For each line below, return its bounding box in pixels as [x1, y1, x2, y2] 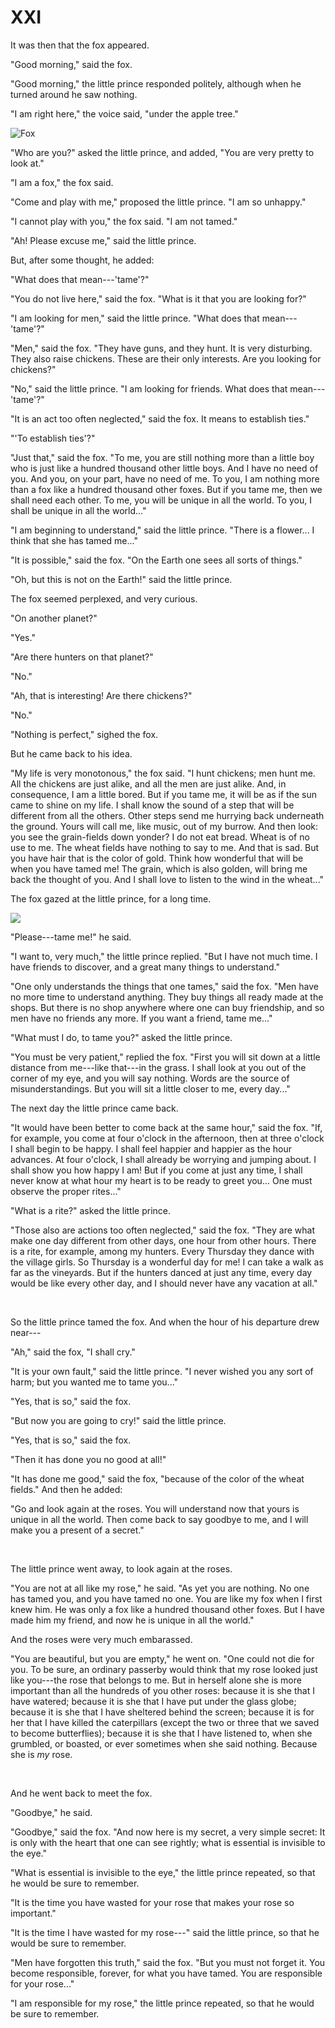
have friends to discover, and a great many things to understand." [10, 961, 280, 973]
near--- [10, 1326, 42, 1338]
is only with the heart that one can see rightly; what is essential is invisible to [10, 1836, 326, 1848]
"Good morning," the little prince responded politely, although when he [10, 77, 302, 90]
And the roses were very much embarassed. [10, 1633, 193, 1645]
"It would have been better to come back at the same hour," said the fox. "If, [10, 1121, 323, 1133]
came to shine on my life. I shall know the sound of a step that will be [10, 799, 295, 811]
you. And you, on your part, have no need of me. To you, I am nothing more [10, 472, 320, 485]
